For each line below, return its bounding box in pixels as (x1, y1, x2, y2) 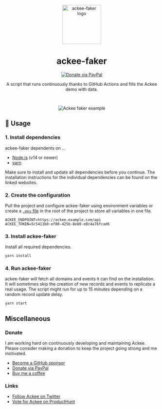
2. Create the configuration (5, 192, 71, 198)
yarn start (5, 301, 27, 306)
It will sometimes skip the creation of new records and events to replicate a (5, 281, 156, 287)
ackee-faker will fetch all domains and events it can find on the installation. (5, 276, 155, 282)
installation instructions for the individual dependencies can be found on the (5, 174, 158, 180)
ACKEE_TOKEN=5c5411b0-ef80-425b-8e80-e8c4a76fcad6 (5, 221, 110, 226)
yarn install (5, 253, 32, 258)
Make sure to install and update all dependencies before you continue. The (5, 169, 155, 175)
